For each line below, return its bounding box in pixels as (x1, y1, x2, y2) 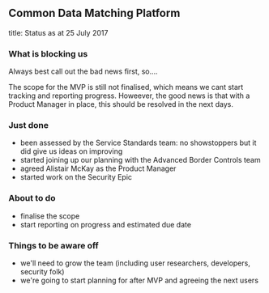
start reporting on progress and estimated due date (19, 219, 192, 229)
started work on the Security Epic (19, 172, 132, 182)
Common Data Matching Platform (8, 6, 181, 20)
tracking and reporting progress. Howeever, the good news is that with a (8, 91, 250, 100)
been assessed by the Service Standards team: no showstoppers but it (19, 138, 257, 148)
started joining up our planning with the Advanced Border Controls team (19, 155, 261, 165)
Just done (8, 120, 49, 131)
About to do (8, 193, 56, 204)
